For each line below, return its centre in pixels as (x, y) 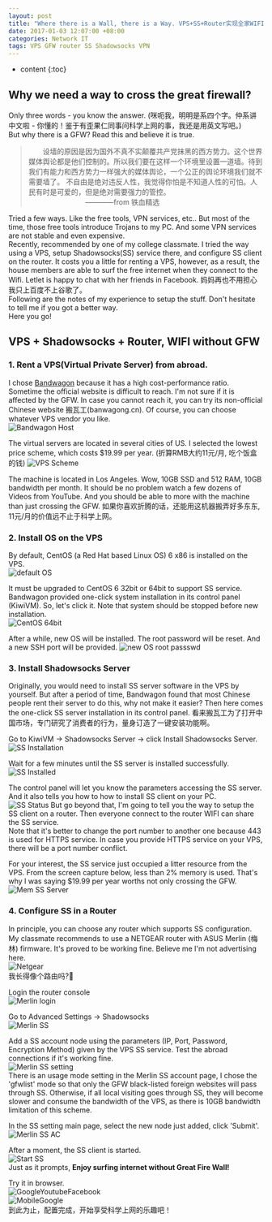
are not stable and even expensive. (67, 235)
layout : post (30, 16)
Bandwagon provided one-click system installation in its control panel (124, 597)
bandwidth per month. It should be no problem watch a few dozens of (125, 487)
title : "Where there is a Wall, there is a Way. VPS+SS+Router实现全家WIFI (136, 24)
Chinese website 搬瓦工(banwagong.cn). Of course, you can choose (122, 409)
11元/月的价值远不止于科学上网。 (62, 516)
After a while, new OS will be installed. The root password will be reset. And (134, 638)
